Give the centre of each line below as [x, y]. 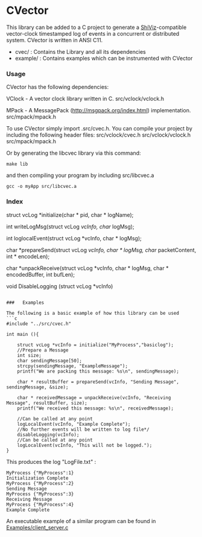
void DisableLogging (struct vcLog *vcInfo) [60, 286]
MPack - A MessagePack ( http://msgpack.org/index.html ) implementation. [99, 111]
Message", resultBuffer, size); [47, 403]
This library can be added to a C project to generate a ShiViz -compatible [96, 27]
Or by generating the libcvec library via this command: [74, 153]
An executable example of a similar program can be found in [81, 521]
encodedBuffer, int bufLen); [41, 274]
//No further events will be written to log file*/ [83, 429]
